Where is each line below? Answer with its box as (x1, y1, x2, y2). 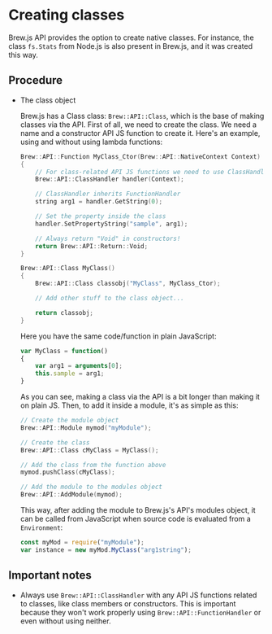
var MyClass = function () (19, 347, 108, 355)
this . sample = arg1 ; (35, 369, 105, 378)
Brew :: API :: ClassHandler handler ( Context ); (35, 175, 185, 184)
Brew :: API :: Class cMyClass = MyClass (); (19, 446, 159, 454)
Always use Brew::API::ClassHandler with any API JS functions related (19, 590, 257, 600)
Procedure (8, 73, 63, 87)
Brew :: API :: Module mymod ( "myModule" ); (19, 423, 152, 432)
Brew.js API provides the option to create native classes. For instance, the (8, 33, 254, 42)
